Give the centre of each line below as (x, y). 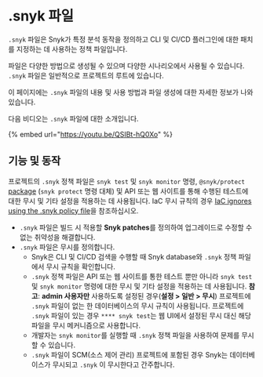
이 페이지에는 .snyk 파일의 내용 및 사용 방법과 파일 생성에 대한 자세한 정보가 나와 (131, 92)
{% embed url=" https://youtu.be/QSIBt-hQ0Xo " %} (90, 134)
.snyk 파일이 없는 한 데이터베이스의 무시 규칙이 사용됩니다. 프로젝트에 (137, 306)
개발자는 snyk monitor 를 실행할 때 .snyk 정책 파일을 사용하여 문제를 (135, 335)
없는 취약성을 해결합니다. (57, 237)
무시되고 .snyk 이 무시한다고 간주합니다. (113, 364)
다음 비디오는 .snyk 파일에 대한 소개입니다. (73, 118)
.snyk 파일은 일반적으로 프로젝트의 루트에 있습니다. (86, 75)
